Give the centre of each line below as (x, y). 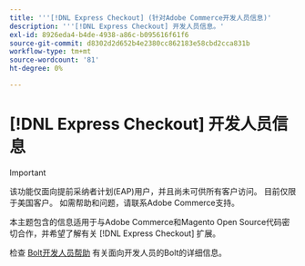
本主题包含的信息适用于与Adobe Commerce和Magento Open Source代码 (146, 222)
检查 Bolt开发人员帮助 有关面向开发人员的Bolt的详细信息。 (118, 252)
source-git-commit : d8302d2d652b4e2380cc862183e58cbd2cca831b (130, 43)
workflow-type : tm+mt (51, 52)
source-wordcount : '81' (55, 60)
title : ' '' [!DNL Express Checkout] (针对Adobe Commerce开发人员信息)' (141, 18)
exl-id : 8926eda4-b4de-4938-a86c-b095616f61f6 (99, 34)
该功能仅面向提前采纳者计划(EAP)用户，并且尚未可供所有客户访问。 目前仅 (149, 191)
